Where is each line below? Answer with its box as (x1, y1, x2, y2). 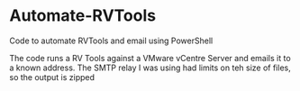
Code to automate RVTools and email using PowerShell (9, 35, 214, 46)
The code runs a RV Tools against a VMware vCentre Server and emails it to (9, 52, 291, 63)
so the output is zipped (9, 71, 95, 82)
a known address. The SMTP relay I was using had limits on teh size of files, (9, 62, 291, 73)
